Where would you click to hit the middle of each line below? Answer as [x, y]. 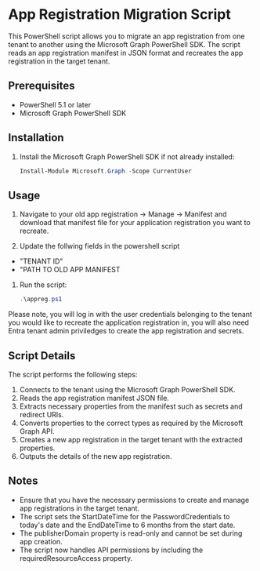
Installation [36, 138]
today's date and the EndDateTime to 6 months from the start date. [127, 525]
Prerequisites [42, 86]
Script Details [42, 356]
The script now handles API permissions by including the [111, 550]
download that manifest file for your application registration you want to [135, 223]
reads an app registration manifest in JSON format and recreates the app [126, 53]
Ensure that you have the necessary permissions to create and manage [134, 500]
